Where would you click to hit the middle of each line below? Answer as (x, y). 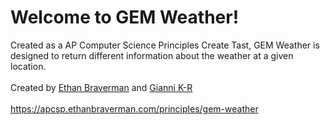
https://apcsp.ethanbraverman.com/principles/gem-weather (134, 108)
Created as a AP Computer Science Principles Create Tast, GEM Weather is (165, 45)
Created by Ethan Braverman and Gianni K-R (101, 87)
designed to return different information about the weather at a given (152, 55)
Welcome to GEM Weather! (125, 17)
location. (28, 66)
